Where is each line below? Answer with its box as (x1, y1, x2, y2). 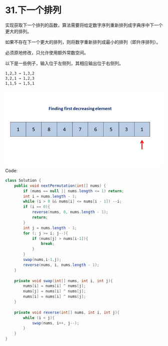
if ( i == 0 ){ (23, 204, 50, 209)
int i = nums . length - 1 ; (23, 194, 77, 199)
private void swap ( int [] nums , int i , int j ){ (14, 278, 113, 283)
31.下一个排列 (5, 5, 61, 16)
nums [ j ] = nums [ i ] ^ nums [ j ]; (23, 289, 86, 294)
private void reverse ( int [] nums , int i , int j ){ (14, 310, 120, 315)
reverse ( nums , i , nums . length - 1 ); (23, 262, 99, 267)
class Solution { (5, 178, 41, 183)
